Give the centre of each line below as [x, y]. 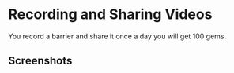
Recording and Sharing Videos [110, 15]
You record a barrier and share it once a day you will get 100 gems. [117, 36]
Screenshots [40, 61]
